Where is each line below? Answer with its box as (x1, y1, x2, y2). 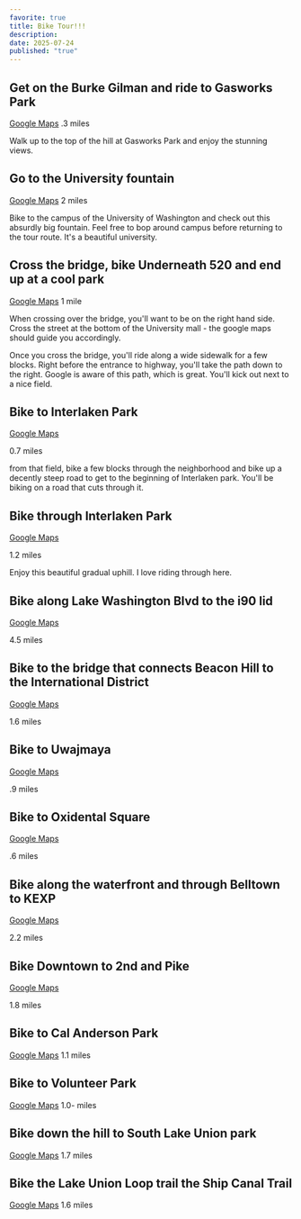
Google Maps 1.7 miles (9, 1150, 93, 1160)
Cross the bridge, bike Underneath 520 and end (9, 257, 281, 273)
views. (9, 145, 34, 156)
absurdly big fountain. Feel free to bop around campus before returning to (9, 221, 283, 232)
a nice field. (9, 378, 53, 389)
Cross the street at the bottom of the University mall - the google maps (9, 322, 271, 333)
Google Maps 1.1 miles (9, 1050, 92, 1061)
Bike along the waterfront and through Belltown (9, 877, 280, 892)
